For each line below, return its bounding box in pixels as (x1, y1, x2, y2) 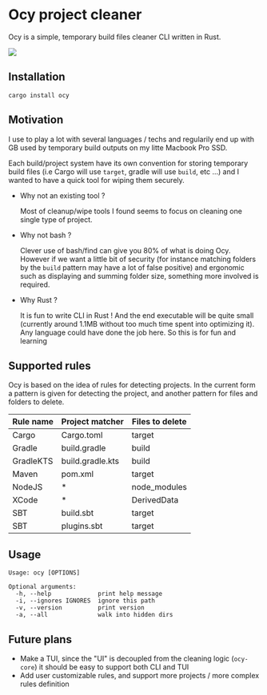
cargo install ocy (8, 91, 70, 99)
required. (19, 280, 50, 289)
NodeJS (12, 482, 43, 493)
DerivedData (131, 494, 179, 506)
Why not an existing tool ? (19, 190, 106, 201)
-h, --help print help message (15, 590, 162, 598)
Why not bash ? (19, 230, 72, 240)
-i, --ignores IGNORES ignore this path (15, 597, 156, 605)
